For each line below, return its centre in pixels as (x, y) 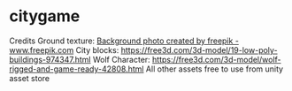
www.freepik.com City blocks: (64, 49)
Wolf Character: (121, 59)
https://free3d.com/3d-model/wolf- (216, 59)
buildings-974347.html (50, 59)
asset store (30, 78)
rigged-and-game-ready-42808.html (77, 69)
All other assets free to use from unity (215, 69)
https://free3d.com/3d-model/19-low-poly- (199, 49)
